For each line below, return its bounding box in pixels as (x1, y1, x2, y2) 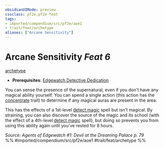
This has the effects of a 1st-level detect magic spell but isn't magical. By (5, 107, 153, 112)
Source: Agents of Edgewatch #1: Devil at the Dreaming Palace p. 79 (5, 132, 144, 138)
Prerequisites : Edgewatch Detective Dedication (12, 77, 109, 83)
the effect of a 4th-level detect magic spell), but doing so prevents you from (5, 117, 159, 123)
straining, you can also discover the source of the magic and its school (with (5, 112, 160, 118)
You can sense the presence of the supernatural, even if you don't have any (5, 87, 159, 93)
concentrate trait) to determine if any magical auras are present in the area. (5, 97, 157, 103)
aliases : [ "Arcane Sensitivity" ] (5, 30, 74, 35)
